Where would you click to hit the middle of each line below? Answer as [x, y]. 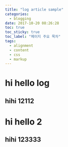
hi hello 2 [24, 122]
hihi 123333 [23, 139]
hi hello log [27, 83]
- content [19, 50]
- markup [18, 59]
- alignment [21, 46]
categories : [17, 14]
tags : [10, 41]
